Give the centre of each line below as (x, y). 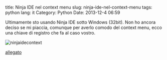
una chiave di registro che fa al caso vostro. (50, 33)
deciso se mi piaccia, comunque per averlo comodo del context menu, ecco (83, 27)
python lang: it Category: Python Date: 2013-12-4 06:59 (63, 12)
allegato (14, 52)
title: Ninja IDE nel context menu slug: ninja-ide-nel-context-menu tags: (79, 7)
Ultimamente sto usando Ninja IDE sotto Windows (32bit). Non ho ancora (80, 22)
